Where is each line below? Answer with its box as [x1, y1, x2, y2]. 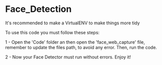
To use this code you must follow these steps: [5, 29, 100, 35]
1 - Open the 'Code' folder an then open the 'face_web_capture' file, [5, 39, 145, 45]
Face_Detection [5, 3, 72, 15]
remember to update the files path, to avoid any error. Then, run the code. [5, 44, 157, 50]
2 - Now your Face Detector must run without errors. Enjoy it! [5, 54, 131, 60]
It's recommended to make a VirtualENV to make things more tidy [5, 20, 140, 26]
